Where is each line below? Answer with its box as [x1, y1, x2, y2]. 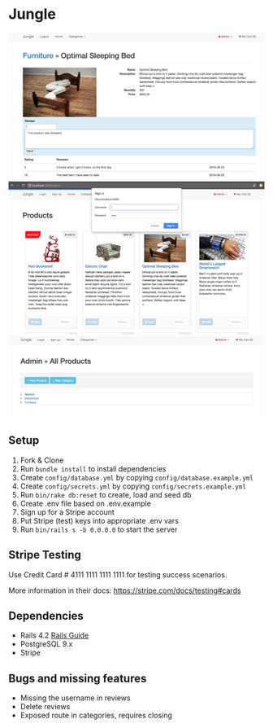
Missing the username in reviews [19, 693, 132, 703]
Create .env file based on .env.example [19, 498, 152, 508]
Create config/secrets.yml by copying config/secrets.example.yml [19, 481, 246, 491]
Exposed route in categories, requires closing [19, 710, 173, 721]
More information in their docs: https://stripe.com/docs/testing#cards [8, 585, 241, 595]
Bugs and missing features [8, 671, 147, 685]
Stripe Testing [8, 548, 81, 562]
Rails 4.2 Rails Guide [19, 630, 89, 640]
